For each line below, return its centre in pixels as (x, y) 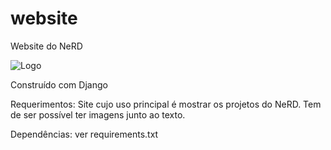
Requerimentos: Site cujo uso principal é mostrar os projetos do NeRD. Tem (166, 104)
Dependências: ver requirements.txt (84, 134)
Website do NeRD (46, 46)
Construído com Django (59, 84)
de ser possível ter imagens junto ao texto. (98, 114)
